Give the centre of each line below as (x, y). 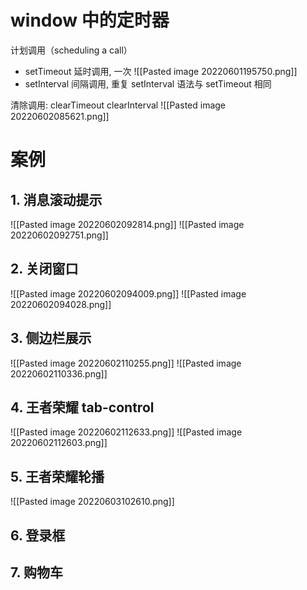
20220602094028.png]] (61, 304)
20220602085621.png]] (60, 116)
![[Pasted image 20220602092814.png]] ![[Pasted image (127, 224)
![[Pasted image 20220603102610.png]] (92, 502)
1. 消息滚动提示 (56, 199)
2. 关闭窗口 (44, 269)
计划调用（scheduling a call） (71, 50)
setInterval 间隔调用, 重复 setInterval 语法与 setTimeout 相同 (148, 83)
